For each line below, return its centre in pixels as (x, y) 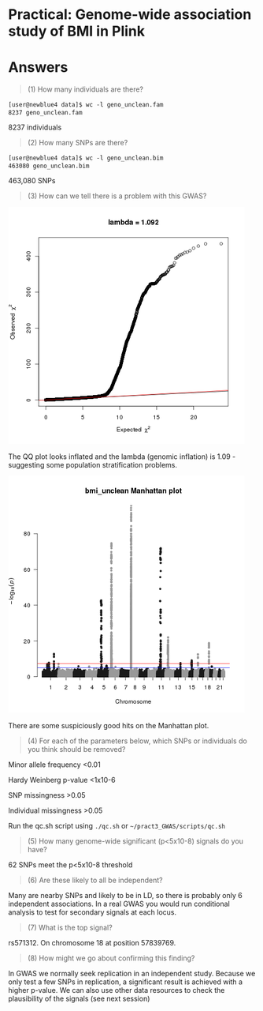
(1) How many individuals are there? (85, 89)
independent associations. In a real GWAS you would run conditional (119, 904)
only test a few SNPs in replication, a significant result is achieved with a (125, 982)
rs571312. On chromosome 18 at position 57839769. (92, 943)
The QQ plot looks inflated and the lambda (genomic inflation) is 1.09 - (122, 457)
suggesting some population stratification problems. (93, 465)
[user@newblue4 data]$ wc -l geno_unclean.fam (86, 105)
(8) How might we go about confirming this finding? (111, 958)
